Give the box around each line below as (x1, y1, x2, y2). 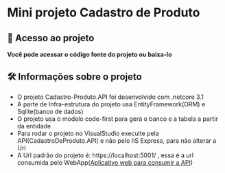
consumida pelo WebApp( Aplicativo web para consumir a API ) (16, 158, 193, 166)
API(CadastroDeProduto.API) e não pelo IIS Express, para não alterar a (16, 136, 217, 145)
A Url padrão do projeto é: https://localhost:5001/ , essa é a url (16, 151, 194, 159)
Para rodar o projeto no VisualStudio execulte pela (16, 129, 159, 137)
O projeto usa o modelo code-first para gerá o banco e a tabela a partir (16, 115, 218, 123)
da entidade (16, 122, 51, 130)
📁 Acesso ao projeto (7, 32, 95, 44)
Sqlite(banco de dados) (16, 107, 84, 115)
